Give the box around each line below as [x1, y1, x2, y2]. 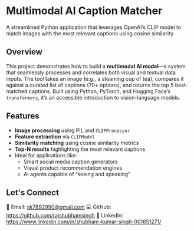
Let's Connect [6, 187, 59, 197]
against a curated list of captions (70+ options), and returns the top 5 [6, 81, 174, 88]
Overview [6, 47, 43, 57]
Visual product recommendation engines [23, 164, 123, 171]
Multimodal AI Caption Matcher [6, 4, 163, 18]
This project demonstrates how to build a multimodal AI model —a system [6, 62, 186, 70]
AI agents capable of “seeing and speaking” [23, 170, 131, 177]
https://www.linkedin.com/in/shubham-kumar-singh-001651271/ [6, 218, 162, 225]
